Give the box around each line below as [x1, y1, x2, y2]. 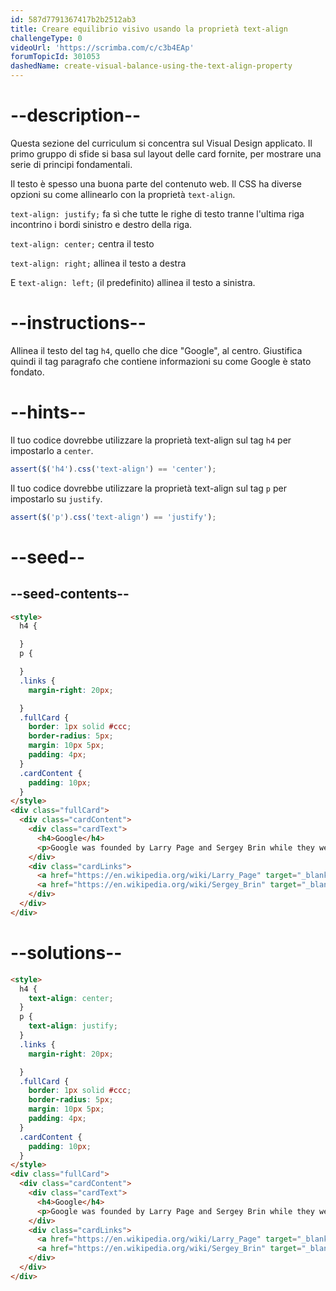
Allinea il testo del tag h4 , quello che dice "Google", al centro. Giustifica [10, 344, 303, 356]
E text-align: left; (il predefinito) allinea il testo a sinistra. [10, 276, 256, 288]
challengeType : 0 [10, 33, 83, 43]
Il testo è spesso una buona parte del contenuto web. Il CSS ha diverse [10, 177, 302, 190]
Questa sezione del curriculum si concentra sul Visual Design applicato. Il [10, 137, 313, 149]
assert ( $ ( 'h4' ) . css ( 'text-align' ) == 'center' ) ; [10, 464, 217, 474]
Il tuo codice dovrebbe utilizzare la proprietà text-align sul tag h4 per [10, 434, 292, 446]
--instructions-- [10, 312, 147, 335]
